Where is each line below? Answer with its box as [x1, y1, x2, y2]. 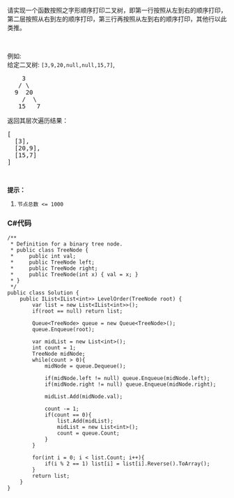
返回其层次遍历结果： [7, 116, 68, 124]
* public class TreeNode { [10, 247, 89, 254]
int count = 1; [32, 345, 77, 352]
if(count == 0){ [44, 412, 92, 418]
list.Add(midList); [56, 418, 114, 425]
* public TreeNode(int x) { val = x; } [10, 271, 139, 278]
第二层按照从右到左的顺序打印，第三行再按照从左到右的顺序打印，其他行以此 [7, 15, 227, 23]
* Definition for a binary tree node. [10, 241, 123, 248]
